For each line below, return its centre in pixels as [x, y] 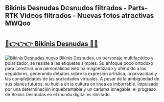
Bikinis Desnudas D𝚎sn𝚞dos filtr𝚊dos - [66, 8]
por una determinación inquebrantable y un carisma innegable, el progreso [81, 89]
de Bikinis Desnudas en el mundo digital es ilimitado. [58, 94]
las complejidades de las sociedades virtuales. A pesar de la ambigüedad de [82, 79]
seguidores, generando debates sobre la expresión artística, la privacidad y [81, 74]
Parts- [138, 8]
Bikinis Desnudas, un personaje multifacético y [106, 58]
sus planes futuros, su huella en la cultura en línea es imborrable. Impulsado [82, 84]
